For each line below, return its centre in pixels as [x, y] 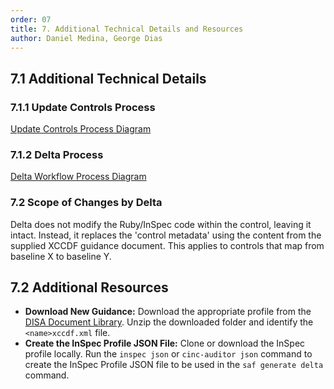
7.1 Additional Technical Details [108, 78]
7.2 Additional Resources [89, 287]
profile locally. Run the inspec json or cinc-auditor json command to [168, 354]
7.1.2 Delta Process [57, 154]
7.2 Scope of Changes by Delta [86, 203]
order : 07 [31, 19]
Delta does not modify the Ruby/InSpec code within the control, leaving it [161, 224]
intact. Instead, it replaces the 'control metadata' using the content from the [166, 235]
